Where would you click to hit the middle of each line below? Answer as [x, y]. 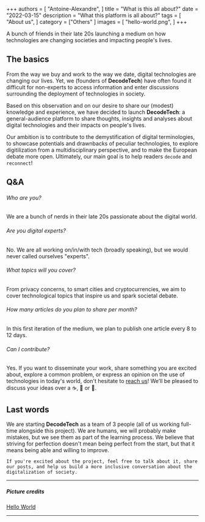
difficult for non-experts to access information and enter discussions [93, 87]
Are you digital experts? [36, 231]
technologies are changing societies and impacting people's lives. [89, 40]
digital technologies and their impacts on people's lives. [76, 125]
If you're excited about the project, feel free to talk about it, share [102, 461]
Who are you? [24, 198]
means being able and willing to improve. [58, 450]
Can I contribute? [28, 349]
